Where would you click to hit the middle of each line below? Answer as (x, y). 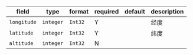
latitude (21, 33)
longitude (23, 22)
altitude (21, 43)
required (107, 11)
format (79, 11)
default (135, 11)
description (167, 11)
